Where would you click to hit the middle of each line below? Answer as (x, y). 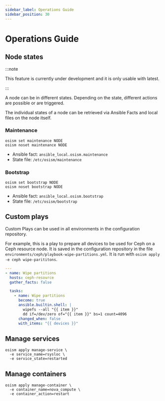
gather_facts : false (31, 282)
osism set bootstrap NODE (32, 183)
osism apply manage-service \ (36, 350)
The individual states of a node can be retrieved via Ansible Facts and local (82, 112)
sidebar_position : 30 (27, 14)
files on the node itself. (28, 118)
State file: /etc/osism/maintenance (47, 159)
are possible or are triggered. (35, 103)
